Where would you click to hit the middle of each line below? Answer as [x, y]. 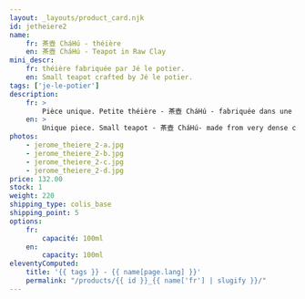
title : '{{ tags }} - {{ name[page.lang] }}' [114, 273]
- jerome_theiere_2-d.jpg [75, 170]
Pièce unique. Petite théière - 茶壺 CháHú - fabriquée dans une [168, 111]
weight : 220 [32, 196]
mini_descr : [32, 60]
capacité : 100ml [73, 238]
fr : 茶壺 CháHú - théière [73, 43]
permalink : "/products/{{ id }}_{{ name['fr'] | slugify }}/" [146, 281]
